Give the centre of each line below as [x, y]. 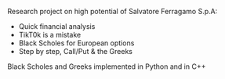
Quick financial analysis [57, 26]
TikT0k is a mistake [50, 35]
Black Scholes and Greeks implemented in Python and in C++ [107, 66]
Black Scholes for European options [76, 43]
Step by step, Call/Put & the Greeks [75, 51]
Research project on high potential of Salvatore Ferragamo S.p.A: [112, 11]
